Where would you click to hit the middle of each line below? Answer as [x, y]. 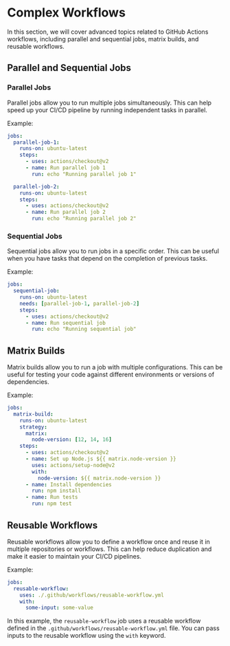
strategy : [34, 427]
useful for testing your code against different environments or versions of [111, 375]
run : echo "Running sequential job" [84, 329]
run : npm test [52, 504]
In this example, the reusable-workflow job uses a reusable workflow [104, 621]
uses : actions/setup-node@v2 [73, 465]
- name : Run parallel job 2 [66, 212]
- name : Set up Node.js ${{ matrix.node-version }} [101, 459]
